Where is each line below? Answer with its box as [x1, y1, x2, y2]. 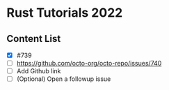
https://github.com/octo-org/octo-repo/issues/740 [16, 59, 162, 68]
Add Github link [16, 67, 61, 75]
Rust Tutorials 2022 [6, 5, 123, 21]
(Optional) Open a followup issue [16, 75, 111, 83]
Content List [6, 33, 61, 45]
